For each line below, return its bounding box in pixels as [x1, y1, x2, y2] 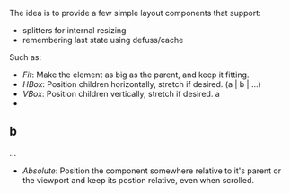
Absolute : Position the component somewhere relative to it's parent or [22, 165, 282, 176]
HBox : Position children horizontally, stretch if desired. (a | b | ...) [22, 79, 262, 89]
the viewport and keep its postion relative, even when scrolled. [22, 174, 254, 185]
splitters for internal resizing [22, 25, 127, 35]
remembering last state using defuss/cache [22, 35, 184, 45]
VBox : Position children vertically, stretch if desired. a [22, 89, 220, 99]
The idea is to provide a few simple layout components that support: [9, 8, 262, 18]
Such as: [9, 52, 42, 62]
